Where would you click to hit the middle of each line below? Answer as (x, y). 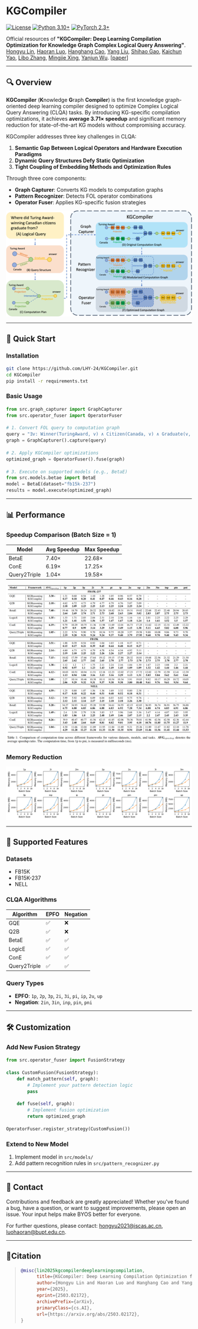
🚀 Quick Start (31, 339)
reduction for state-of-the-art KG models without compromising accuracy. (96, 125)
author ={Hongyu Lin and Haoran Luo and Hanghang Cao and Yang (114, 1283)
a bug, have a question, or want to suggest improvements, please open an (96, 1208)
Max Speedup (102, 549)
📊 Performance (36, 515)
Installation (23, 355)
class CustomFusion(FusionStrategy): (52, 1073)
